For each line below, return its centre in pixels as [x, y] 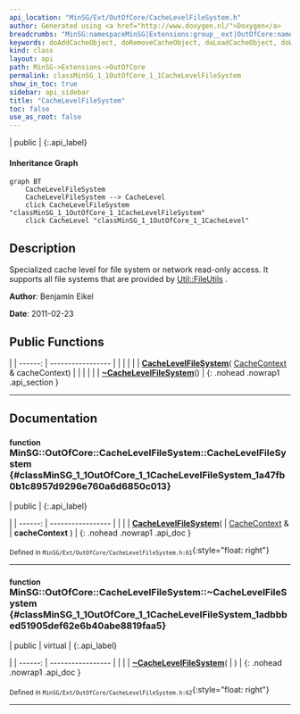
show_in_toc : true [43, 84]
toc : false [29, 109]
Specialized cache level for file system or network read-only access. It [139, 270]
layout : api [31, 59]
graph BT [25, 182]
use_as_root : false [46, 117]
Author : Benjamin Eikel [51, 296]
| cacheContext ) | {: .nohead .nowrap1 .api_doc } [100, 533]
